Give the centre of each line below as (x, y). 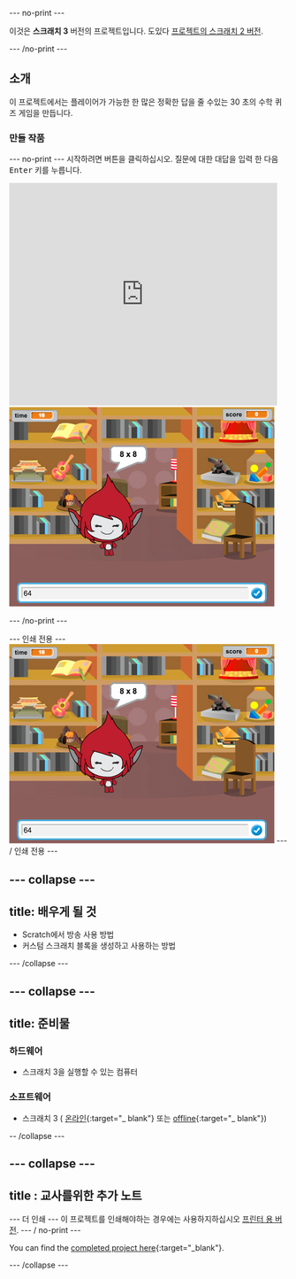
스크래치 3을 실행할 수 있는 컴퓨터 (80, 1072)
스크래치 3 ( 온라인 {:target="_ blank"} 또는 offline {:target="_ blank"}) (144, 1118)
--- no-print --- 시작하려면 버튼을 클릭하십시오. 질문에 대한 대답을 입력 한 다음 (144, 159)
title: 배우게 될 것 (53, 911)
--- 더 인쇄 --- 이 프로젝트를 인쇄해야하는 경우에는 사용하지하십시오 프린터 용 (141, 1219)
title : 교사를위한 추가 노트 (76, 1196)
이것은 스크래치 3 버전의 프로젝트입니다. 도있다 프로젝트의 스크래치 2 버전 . (136, 31)
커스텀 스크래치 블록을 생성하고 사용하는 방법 (99, 946)
